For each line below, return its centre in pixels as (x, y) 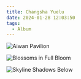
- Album (22, 29)
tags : (13, 23)
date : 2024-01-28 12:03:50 (41, 18)
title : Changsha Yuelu (35, 12)
